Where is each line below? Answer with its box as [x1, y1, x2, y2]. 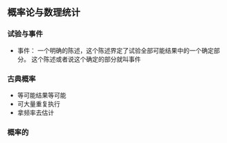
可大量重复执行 [17, 99, 60, 108]
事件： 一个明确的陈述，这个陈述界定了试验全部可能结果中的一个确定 [17, 46, 214, 54]
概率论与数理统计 [7, 6, 81, 19]
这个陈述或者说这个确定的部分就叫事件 [31, 55, 141, 63]
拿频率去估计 [17, 108, 54, 117]
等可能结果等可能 [17, 91, 67, 99]
